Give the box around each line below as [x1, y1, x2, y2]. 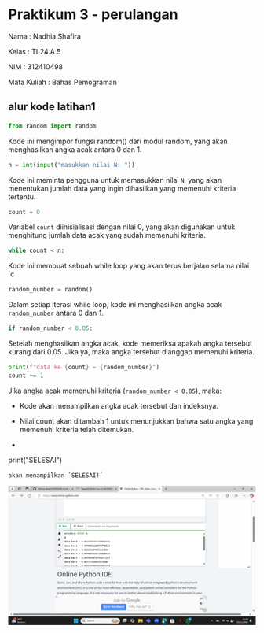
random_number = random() [8, 286, 93, 294]
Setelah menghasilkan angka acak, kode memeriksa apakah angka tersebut [8, 339, 253, 348]
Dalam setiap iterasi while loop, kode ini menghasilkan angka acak [8, 300, 222, 309]
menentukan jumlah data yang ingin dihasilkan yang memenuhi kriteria [8, 183, 236, 193]
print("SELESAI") [8, 455, 63, 465]
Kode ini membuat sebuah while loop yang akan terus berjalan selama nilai [8, 261, 250, 271]
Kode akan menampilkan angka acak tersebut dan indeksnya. [19, 401, 218, 410]
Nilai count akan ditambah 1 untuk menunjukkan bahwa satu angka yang [19, 416, 254, 426]
